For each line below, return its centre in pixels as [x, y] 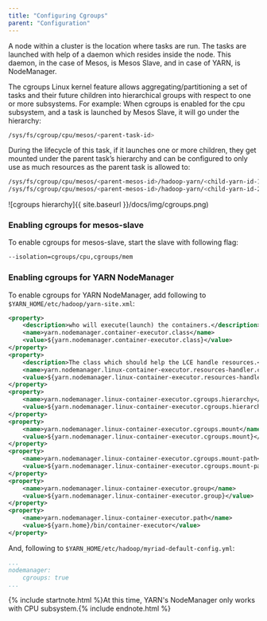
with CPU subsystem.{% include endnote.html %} [90, 609]
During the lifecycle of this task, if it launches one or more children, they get [132, 150]
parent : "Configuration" [49, 23]
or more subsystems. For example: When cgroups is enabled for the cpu [127, 104]
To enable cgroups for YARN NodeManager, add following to [107, 295]
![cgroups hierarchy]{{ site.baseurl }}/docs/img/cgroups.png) [108, 205]
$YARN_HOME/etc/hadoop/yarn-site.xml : [72, 303]
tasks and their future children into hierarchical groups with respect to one [130, 95]
